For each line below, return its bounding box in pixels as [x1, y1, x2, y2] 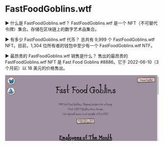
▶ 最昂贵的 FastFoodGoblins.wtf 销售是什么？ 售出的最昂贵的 [5, 53, 128, 59]
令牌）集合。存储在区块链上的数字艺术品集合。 [5, 26, 99, 32]
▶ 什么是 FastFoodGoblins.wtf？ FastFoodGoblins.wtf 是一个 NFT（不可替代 [5, 20, 158, 26]
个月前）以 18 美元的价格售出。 [5, 65, 68, 71]
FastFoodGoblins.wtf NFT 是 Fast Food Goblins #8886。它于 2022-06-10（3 [5, 59, 159, 65]
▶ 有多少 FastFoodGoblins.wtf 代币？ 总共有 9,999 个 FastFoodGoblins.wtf [5, 36, 155, 42]
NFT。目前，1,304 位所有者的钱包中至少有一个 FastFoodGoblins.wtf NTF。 [5, 42, 155, 48]
